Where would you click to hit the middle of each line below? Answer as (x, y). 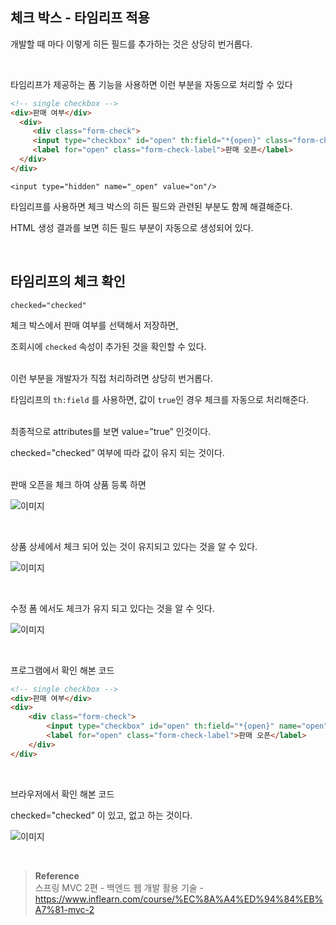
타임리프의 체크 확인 (68, 281)
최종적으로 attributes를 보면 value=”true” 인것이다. (111, 431)
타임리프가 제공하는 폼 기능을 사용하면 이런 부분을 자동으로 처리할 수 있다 (151, 84)
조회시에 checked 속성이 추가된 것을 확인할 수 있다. (108, 346)
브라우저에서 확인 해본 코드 (62, 794)
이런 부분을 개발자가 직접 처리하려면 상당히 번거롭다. (111, 378)
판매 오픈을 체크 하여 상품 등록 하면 (78, 484)
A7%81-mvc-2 (64, 909)
